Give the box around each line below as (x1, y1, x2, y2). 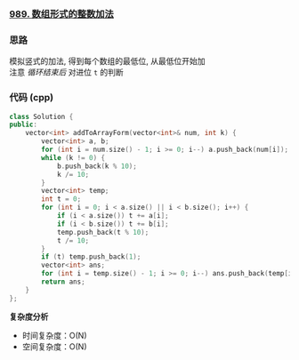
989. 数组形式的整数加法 (9, 7, 114, 20)
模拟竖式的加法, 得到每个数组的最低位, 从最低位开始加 (9, 56, 206, 67)
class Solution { (9, 112, 74, 121)
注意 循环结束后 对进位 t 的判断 (9, 67, 124, 77)
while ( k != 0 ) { (41, 153, 105, 162)
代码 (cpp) (9, 92, 54, 104)
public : (9, 120, 38, 130)
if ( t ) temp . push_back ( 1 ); (41, 252, 141, 261)
